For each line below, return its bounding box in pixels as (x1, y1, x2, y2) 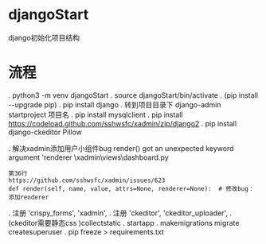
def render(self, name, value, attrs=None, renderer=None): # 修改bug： (8, 184, 255, 192)
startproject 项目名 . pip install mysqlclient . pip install (8, 110, 183, 119)
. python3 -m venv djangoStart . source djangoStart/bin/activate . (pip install (8, 90, 259, 100)
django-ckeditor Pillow (8, 127, 82, 137)
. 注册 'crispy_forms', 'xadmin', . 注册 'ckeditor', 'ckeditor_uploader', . (8, 208, 233, 218)
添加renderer (8, 193, 49, 201)
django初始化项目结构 (8, 33, 80, 42)
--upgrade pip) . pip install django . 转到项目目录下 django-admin (8, 99, 221, 109)
